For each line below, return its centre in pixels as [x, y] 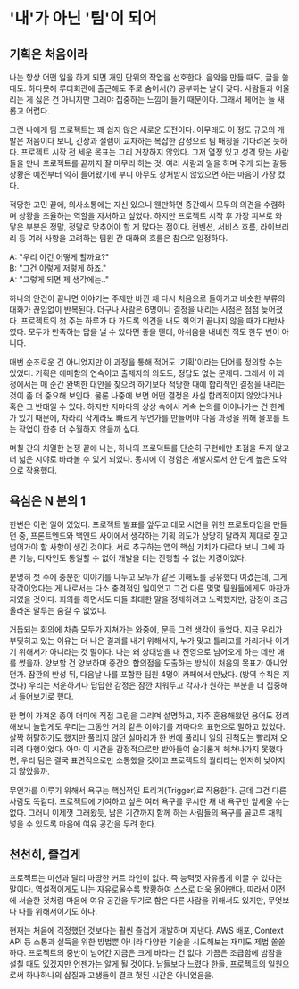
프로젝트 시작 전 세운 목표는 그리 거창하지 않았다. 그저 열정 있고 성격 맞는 [147, 152]
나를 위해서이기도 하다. [58, 911]
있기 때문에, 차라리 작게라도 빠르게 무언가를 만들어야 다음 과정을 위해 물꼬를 [149, 418]
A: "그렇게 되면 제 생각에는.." [59, 279]
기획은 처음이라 [49, 54]
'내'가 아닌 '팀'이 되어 [83, 18]
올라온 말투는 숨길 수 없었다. [58, 610]
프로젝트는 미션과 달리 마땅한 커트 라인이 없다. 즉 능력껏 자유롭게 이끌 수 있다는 [146, 877]
